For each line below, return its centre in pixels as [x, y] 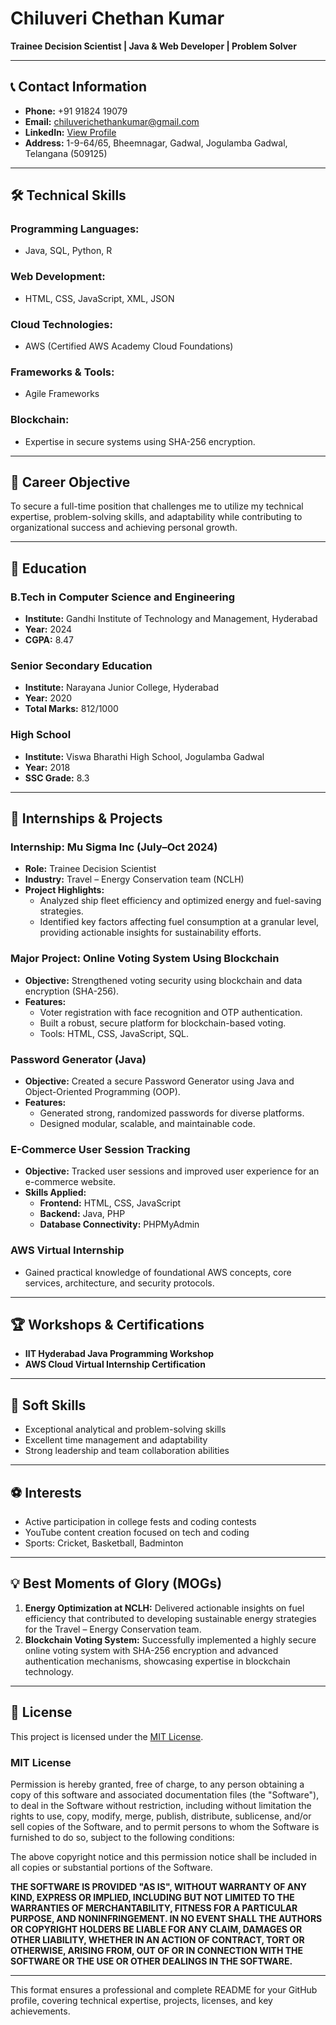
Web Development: [58, 277]
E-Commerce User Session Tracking [100, 1149]
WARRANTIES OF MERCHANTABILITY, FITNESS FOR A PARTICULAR [154, 1908]
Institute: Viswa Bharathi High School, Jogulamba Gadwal [144, 756]
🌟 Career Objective [70, 482]
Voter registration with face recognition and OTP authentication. [171, 1012]
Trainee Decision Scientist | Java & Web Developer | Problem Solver [153, 46]
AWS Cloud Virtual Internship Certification [115, 1364]
